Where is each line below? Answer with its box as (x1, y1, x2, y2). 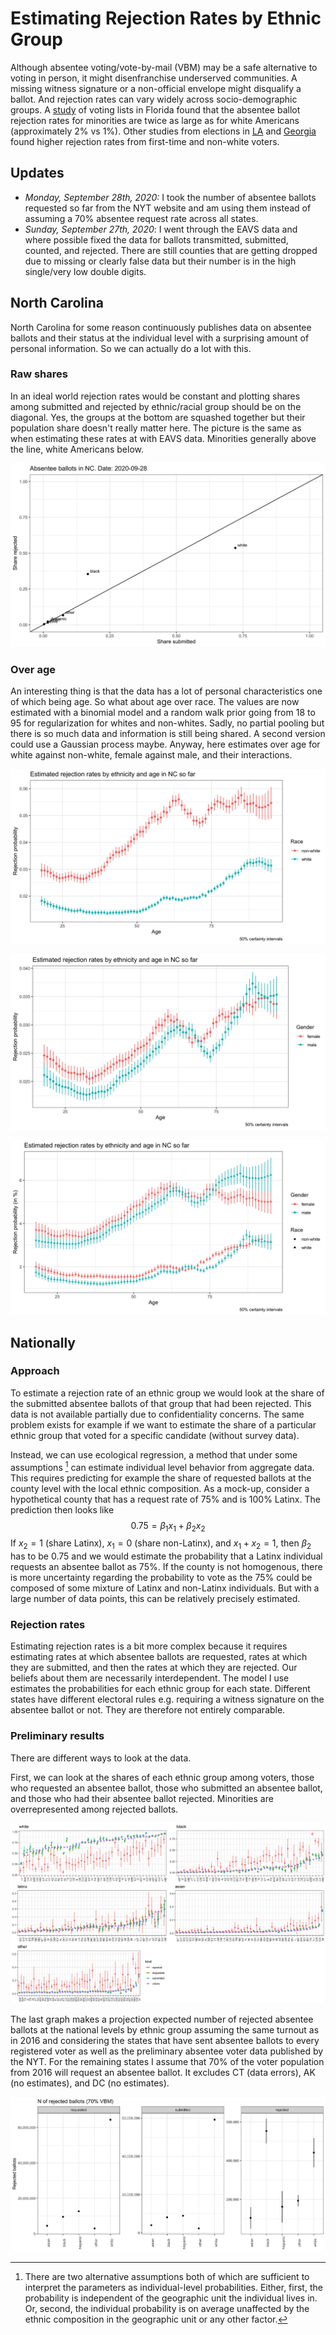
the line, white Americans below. (10, 443, 145, 455)
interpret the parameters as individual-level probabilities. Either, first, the (24, 2281, 323, 2293)
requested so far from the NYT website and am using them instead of (24, 202, 312, 214)
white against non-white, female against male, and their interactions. (10, 749, 293, 761)
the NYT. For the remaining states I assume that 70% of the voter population (10, 2055, 325, 2067)
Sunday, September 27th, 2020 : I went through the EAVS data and (24, 223, 298, 235)
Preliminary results (10, 1729, 105, 1743)
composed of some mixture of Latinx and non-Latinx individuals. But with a (10, 1582, 320, 1594)
